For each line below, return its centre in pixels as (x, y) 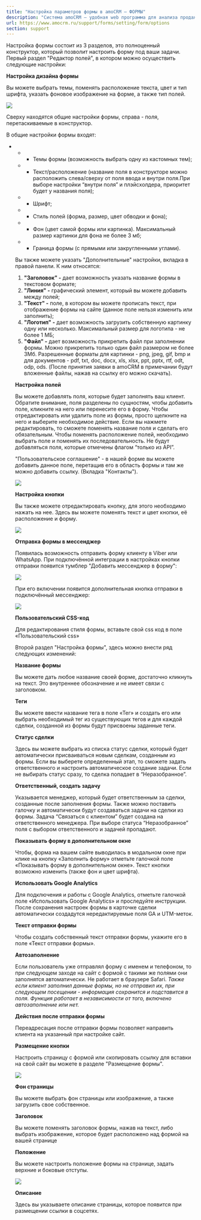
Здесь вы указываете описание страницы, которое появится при (98, 1204)
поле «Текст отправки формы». (55, 943)
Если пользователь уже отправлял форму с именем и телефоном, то (103, 967)
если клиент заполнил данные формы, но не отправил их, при (95, 986)
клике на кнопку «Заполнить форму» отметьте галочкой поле (94, 859)
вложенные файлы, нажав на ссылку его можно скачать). (98, 373)
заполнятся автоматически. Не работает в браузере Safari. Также (99, 979)
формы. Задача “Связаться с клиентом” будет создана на (89, 817)
